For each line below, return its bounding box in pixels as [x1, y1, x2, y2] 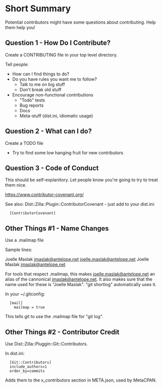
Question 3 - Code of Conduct [5, 163, 99, 172]
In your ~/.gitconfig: [5, 291, 45, 297]
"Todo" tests [19, 97, 45, 103]
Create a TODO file [5, 140, 43, 146]
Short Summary [5, 3, 71, 14]
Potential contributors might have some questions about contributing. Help [5, 19, 156, 25]
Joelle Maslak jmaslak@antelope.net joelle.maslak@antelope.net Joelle [5, 257, 149, 262]
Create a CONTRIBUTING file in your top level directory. [5, 52, 118, 58]
